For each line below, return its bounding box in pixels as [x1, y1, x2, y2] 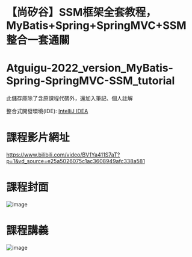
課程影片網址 [6, 131, 70, 144]
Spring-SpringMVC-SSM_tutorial [6, 74, 175, 88]
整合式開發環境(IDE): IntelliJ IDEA [6, 108, 88, 115]
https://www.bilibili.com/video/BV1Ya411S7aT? [6, 151, 120, 158]
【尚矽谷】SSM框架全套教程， [6, 5, 156, 19]
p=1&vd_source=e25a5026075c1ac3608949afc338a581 [6, 158, 146, 165]
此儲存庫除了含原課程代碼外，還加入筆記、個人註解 [6, 94, 133, 102]
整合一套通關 [6, 34, 70, 47]
